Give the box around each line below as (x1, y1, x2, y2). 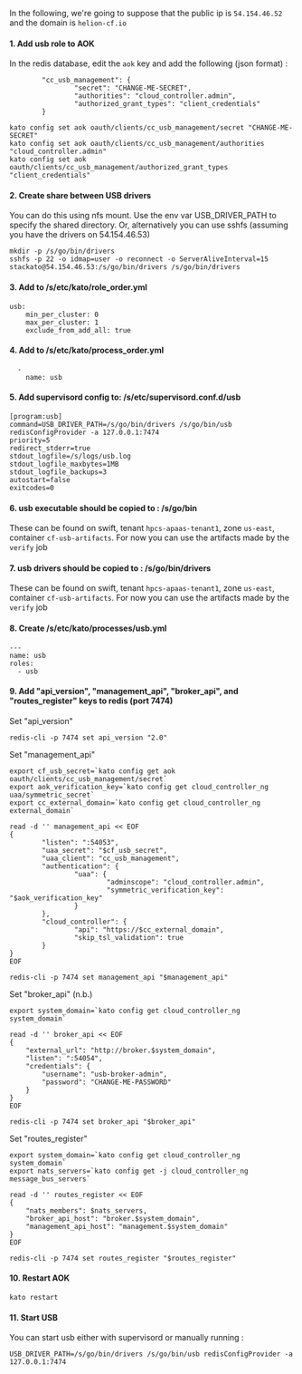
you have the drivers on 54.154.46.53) (9, 229, 151, 240)
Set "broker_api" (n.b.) (9, 988, 93, 1000)
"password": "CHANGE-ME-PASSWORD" (42, 1078, 172, 1087)
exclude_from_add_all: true (25, 325, 131, 334)
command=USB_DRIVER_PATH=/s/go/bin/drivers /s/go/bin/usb (9, 421, 232, 430)
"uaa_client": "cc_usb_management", (42, 854, 180, 863)
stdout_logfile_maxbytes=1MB (9, 460, 119, 469)
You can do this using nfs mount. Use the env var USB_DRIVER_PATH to (9, 210, 278, 221)
